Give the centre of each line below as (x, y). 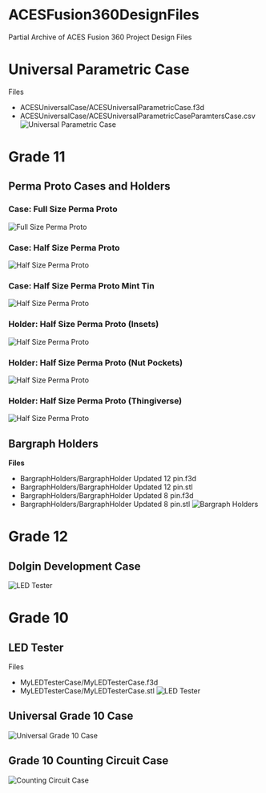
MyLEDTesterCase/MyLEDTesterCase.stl (87, 691)
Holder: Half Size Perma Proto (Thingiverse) (95, 401)
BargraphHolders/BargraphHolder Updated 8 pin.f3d (107, 496)
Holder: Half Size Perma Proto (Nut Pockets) (95, 362)
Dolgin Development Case (75, 566)
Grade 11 (37, 157)
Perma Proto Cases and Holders (89, 186)
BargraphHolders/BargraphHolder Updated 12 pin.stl (107, 487)
